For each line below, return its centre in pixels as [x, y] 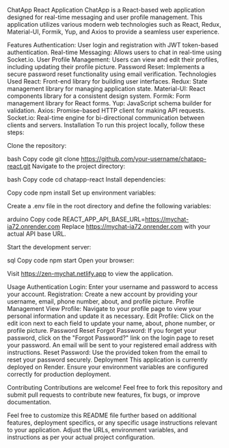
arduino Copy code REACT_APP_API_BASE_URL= [76, 219]
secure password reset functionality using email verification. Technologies [112, 74]
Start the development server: [49, 247]
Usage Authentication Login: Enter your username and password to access [113, 287]
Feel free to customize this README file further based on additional [102, 415]
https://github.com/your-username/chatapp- [144, 159]
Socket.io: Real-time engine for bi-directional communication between [106, 118]
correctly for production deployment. [59, 374]
